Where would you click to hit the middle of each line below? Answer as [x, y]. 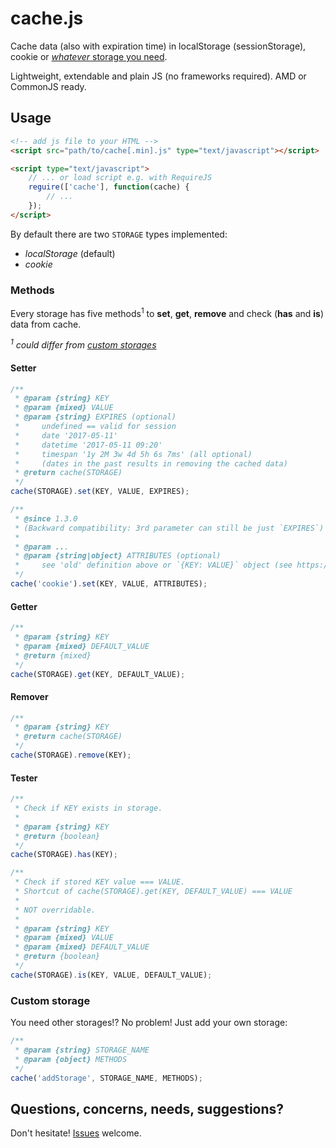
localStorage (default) [70, 253]
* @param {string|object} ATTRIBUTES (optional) [118, 556]
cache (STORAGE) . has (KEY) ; [64, 855]
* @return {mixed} [53, 655]
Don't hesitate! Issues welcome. [76, 1133]
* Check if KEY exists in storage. [88, 808]
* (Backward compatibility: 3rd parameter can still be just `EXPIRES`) [169, 528]
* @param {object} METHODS [71, 1059]
